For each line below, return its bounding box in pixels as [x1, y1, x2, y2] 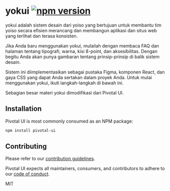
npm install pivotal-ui [5, 128, 56, 133]
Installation [5, 105, 42, 113]
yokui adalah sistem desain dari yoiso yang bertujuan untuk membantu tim [5, 22, 162, 28]
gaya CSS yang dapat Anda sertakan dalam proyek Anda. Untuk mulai [5, 74, 152, 80]
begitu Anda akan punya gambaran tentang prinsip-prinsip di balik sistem [5, 54, 160, 60]
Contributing [5, 142, 47, 151]
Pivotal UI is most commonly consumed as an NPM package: [5, 118, 133, 124]
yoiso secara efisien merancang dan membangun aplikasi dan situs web [5, 27, 157, 33]
